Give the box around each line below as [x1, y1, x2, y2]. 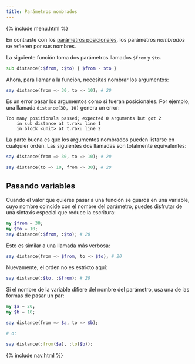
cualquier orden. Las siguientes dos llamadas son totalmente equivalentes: [6, 143, 187, 150]
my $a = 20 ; [6, 304, 35, 310]
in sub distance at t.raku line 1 [16, 121, 101, 127]
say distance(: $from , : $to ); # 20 [6, 231, 91, 237]
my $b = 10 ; [6, 309, 35, 315]
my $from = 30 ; [6, 220, 43, 226]
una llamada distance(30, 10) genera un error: [6, 104, 120, 111]
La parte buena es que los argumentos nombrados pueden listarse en [6, 136, 175, 143]
